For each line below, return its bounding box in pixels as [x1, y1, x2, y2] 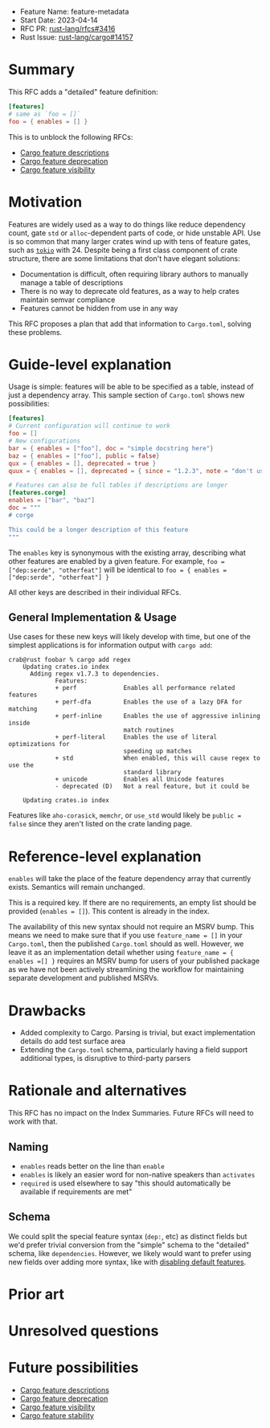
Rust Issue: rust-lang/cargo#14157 [19, 32, 134, 42]
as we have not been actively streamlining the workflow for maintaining [8, 965, 244, 974]
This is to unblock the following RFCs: [8, 132, 133, 141]
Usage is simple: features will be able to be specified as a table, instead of [8, 381, 255, 392]
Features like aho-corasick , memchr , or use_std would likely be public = [8, 810, 242, 820]
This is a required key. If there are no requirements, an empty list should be [8, 898, 257, 908]
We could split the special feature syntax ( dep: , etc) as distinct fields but [8, 1231, 247, 1241]
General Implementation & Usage [8, 610, 177, 624]
